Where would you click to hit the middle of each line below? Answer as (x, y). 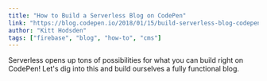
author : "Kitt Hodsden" (48, 30)
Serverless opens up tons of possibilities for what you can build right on (126, 60)
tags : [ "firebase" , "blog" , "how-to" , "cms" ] (85, 38)
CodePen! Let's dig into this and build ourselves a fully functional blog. (124, 69)
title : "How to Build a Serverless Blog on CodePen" (97, 15)
